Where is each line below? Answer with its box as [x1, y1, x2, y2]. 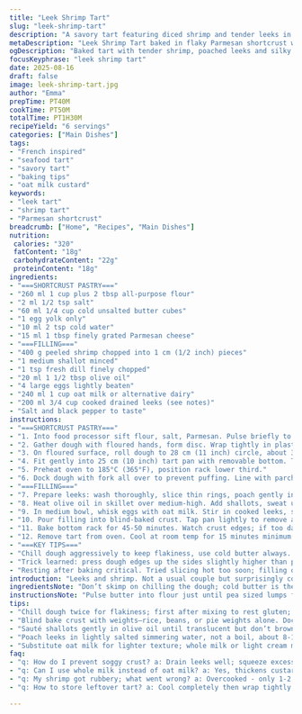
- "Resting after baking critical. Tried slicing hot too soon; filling [9, 565, 288, 574]
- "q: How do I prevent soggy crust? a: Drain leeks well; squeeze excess [9, 658, 296, 667]
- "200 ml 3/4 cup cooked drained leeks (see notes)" [9, 398, 216, 408]
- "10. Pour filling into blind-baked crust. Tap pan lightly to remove [9, 515, 288, 525]
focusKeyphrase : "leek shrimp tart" [9, 55, 147, 64]
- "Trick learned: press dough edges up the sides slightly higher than [9, 557, 288, 566]
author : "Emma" [9, 88, 67, 97]
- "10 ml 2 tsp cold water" [9, 323, 115, 332]
